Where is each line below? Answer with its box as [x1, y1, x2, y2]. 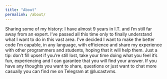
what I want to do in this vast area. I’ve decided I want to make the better [5, 36, 155, 42]
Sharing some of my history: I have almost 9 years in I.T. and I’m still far [5, 25, 152, 31]
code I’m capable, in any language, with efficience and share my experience [5, 41, 162, 47]
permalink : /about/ [5, 12, 46, 17]
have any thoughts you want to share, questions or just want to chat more [5, 63, 157, 69]
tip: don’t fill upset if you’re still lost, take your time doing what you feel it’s [5, 52, 157, 58]
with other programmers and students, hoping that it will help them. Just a [5, 47, 157, 53]
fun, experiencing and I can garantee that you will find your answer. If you [5, 57, 157, 63]
